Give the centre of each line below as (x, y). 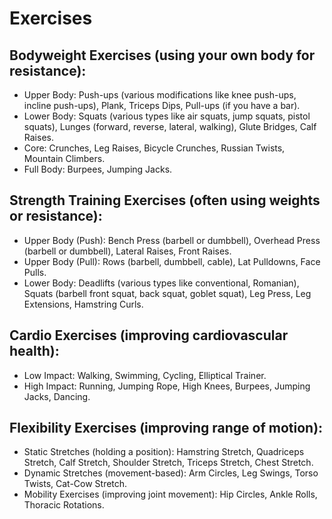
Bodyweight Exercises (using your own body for (162, 55)
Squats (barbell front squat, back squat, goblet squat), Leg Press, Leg (167, 293)
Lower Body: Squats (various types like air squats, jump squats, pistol (167, 116)
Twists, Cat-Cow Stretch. (75, 484)
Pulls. (35, 272)
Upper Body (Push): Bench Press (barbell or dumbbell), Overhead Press (172, 240)
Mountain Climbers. (64, 158)
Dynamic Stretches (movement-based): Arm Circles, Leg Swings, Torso (171, 473)
